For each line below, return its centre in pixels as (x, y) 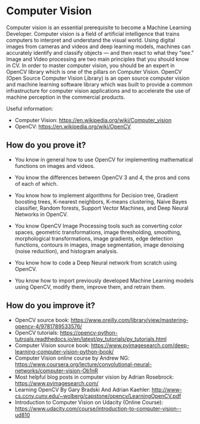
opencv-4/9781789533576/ (48, 326)
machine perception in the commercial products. (66, 97)
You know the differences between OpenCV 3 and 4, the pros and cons (102, 177)
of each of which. (36, 183)
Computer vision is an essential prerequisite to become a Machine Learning (99, 27)
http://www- (167, 389)
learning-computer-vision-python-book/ (64, 351)
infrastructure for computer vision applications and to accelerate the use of (98, 91)
